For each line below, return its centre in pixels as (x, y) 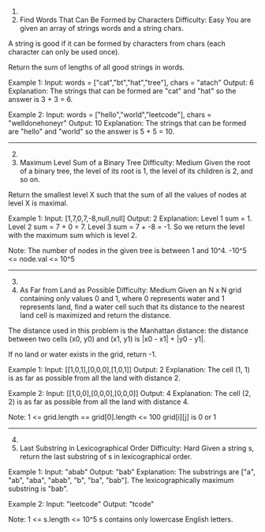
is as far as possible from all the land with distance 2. (95, 378)
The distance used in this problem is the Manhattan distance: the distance (128, 330)
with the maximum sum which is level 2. (73, 235)
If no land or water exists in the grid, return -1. (82, 354)
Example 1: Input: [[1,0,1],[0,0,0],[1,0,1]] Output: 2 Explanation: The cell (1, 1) (129, 370)
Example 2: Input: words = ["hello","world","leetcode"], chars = (110, 115)
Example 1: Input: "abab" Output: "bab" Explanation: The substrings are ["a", (132, 472)
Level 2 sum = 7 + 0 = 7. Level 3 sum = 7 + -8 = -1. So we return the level (127, 227)
